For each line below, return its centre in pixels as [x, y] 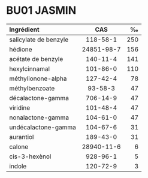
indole [18, 166]
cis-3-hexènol [30, 156]
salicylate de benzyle [39, 40]
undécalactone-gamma [43, 127]
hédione [21, 49]
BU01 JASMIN [41, 10]
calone [19, 146]
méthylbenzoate [32, 88]
